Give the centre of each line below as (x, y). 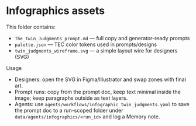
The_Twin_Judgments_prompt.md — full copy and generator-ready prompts (102, 38)
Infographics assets (56, 11)
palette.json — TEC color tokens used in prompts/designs (85, 44)
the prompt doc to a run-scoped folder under (69, 110)
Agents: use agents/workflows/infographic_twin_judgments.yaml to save (102, 104)
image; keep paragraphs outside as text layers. (71, 98)
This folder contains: (31, 27)
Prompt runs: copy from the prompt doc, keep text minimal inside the (98, 92)
